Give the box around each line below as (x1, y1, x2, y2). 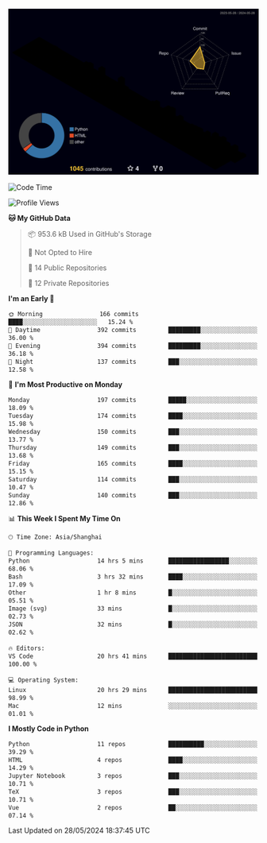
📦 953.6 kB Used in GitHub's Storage (27, 230, 153, 239)
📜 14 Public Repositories (27, 263, 107, 273)
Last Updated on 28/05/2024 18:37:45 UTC (8, 826, 150, 835)
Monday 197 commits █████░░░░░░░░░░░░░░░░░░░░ (8, 396, 258, 404)
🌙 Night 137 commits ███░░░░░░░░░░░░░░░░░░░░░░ (8, 358, 258, 366)
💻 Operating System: (8, 676, 79, 684)
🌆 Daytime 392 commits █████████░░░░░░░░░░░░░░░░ (8, 327, 258, 334)
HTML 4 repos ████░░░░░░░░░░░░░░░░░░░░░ (8, 756, 258, 764)
